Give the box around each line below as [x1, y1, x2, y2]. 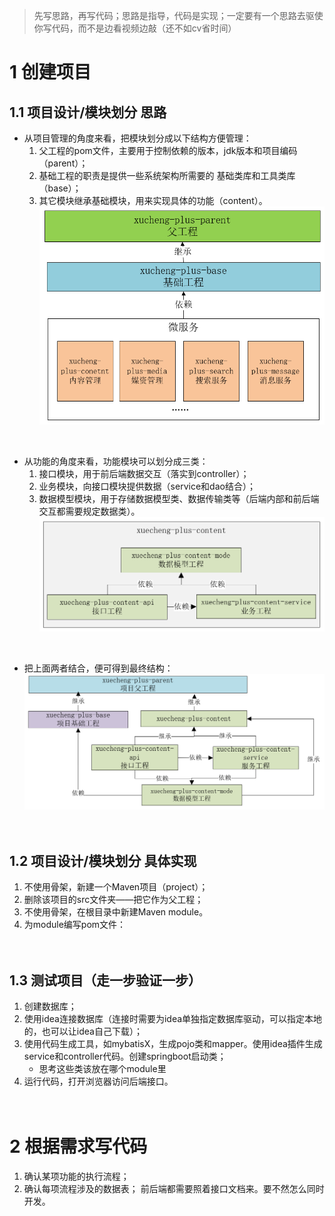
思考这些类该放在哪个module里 [38, 1063, 167, 1075]
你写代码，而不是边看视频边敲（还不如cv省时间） [33, 22, 237, 34]
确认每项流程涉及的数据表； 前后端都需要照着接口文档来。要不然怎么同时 [23, 1183, 325, 1195]
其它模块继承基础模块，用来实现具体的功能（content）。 [38, 195, 268, 206]
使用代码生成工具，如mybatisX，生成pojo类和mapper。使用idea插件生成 [23, 1038, 323, 1050]
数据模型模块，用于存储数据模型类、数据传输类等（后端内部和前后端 [38, 493, 320, 505]
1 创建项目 [9, 61, 92, 84]
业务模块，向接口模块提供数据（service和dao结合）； [38, 480, 256, 493]
